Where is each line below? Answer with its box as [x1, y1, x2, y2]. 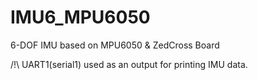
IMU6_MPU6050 [10, 6, 151, 29]
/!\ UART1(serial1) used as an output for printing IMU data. [10, 58, 248, 70]
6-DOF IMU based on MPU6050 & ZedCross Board [10, 39, 220, 51]
